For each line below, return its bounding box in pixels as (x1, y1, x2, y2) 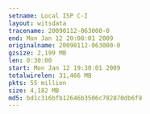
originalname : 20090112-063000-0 (8, 42, 121, 50)
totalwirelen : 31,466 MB (8, 71, 92, 79)
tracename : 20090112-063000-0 (8, 26, 110, 35)
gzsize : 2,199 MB (8, 49, 67, 57)
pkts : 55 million (8, 79, 67, 87)
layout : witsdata (8, 19, 67, 27)
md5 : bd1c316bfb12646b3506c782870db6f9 (8, 94, 143, 102)
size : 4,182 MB (8, 86, 60, 95)
